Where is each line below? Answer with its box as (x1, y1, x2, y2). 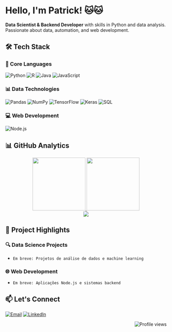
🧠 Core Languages (5, 61, 52, 68)
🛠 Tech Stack (5, 43, 50, 51)
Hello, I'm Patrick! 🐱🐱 (5, 5, 103, 16)
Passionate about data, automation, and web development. (5, 27, 130, 33)
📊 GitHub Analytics (5, 141, 70, 150)
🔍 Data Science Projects (5, 241, 68, 248)
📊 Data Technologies (5, 85, 60, 92)
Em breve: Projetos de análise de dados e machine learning (12, 256, 144, 261)
